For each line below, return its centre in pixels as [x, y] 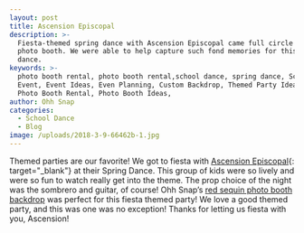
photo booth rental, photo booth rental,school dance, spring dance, [151, 77]
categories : [32, 110]
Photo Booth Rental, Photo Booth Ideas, [95, 93]
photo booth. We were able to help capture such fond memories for [147, 51]
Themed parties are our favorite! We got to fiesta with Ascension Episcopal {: [152, 161]
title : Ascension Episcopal [62, 26]
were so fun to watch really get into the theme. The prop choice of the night [151, 180]
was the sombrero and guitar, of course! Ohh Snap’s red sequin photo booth [151, 190]
